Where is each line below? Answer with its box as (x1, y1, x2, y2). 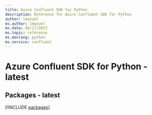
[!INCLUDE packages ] (5, 104, 50, 110)
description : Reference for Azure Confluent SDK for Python (5, 12, 132, 17)
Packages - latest (5, 91, 60, 100)
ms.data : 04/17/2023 (5, 26, 48, 31)
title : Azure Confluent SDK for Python (5, 7, 88, 12)
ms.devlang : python (5, 35, 46, 40)
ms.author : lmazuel (5, 21, 46, 26)
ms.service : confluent (5, 40, 52, 45)
